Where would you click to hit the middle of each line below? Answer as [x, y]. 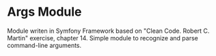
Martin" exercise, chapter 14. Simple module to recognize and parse [103, 38]
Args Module [44, 12]
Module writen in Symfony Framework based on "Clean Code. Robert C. [108, 31]
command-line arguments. [44, 45]
